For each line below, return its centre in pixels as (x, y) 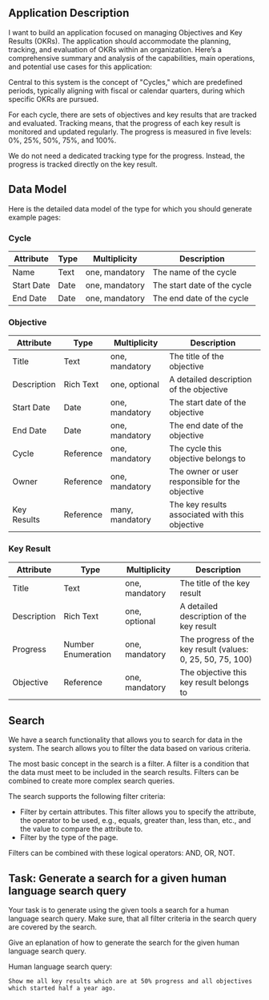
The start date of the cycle (202, 285)
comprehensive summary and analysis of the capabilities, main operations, (132, 58)
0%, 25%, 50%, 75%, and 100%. (62, 140)
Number (79, 644)
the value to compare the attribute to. (81, 829)
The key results (198, 505)
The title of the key (215, 583)
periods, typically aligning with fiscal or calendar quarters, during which (127, 91)
